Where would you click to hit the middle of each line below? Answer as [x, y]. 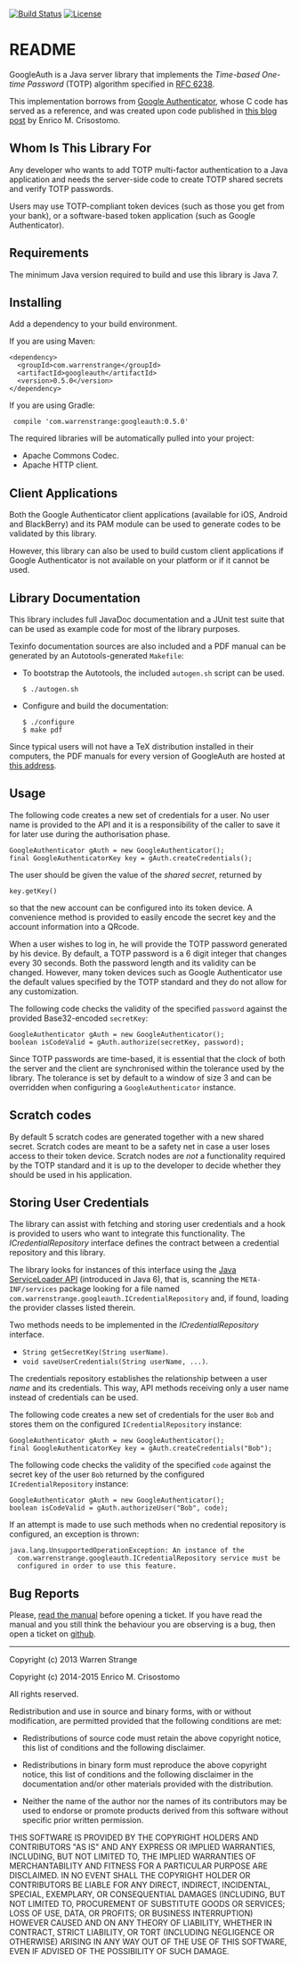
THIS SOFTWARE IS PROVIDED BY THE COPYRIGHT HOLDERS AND [134, 1837]
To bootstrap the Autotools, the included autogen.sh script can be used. [153, 673]
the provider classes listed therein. [73, 1308]
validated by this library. [53, 534]
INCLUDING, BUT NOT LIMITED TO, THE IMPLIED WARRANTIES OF [133, 1857]
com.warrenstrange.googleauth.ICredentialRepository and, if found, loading [149, 1298]
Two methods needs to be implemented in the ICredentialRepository [134, 1325]
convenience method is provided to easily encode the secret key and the [142, 917]
